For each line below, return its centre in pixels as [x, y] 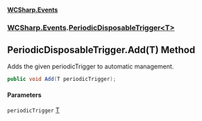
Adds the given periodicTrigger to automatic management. [91, 66]
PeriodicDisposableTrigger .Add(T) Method [101, 49]
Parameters [24, 95]
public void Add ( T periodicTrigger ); [62, 80]
